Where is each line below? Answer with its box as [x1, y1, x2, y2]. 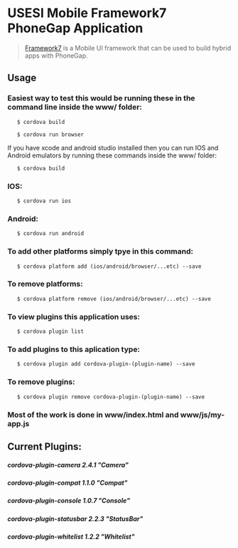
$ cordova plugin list [16, 328, 84, 336]
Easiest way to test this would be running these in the [7, 93, 195, 103]
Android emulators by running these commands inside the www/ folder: [7, 151, 217, 160]
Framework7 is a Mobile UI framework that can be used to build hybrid [24, 43, 232, 52]
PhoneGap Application [7, 20, 144, 36]
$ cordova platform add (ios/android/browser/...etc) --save [16, 262, 202, 270]
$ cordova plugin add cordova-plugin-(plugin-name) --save [16, 361, 195, 368]
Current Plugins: [7, 440, 82, 453]
